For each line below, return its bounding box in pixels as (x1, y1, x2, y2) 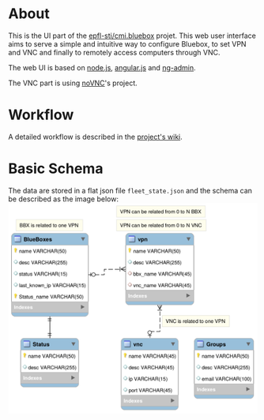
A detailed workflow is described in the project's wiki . (8, 132, 183, 141)
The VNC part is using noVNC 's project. (8, 78, 138, 88)
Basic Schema (8, 159, 104, 178)
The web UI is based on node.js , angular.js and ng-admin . (8, 62, 196, 72)
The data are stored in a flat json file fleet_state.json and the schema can (8, 186, 253, 195)
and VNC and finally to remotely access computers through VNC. (8, 47, 221, 57)
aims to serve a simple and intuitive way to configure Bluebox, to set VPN (8, 39, 247, 48)
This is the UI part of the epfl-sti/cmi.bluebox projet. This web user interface (8, 31, 257, 40)
